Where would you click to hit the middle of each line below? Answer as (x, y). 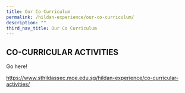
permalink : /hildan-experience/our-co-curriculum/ (70, 17)
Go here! (17, 66)
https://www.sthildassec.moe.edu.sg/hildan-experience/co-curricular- (93, 78)
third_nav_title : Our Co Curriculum (51, 28)
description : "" (26, 23)
